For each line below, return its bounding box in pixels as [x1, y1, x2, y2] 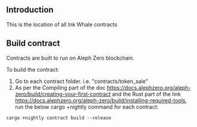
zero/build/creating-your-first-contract [14, 90, 111, 98]
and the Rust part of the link [112, 90, 181, 98]
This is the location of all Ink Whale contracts [6, 20, 118, 28]
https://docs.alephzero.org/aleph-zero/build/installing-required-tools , [14, 96, 187, 104]
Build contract [6, 39, 61, 49]
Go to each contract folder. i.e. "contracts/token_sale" [14, 78, 148, 85]
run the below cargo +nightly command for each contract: [14, 103, 159, 110]
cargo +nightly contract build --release [6, 114, 112, 121]
